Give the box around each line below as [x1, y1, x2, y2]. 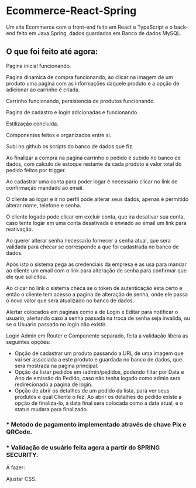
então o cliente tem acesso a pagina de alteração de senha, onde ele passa [6, 291, 188, 298]
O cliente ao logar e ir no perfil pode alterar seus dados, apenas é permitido [6, 195, 189, 203]
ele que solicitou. [6, 273, 47, 280]
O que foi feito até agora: [6, 47, 98, 57]
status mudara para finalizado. [14, 405, 88, 412]
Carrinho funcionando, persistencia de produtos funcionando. [6, 97, 155, 104]
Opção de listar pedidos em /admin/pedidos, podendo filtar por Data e [14, 368, 184, 376]
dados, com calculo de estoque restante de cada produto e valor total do [6, 160, 182, 168]
